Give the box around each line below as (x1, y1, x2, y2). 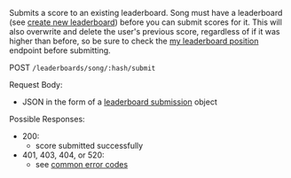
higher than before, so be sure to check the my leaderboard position (9, 35, 259, 46)
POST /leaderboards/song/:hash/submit (9, 62, 156, 73)
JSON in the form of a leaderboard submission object (21, 97, 217, 107)
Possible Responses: (9, 114, 86, 124)
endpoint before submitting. (9, 45, 111, 56)
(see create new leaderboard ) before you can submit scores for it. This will (9, 17, 282, 27)
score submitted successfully (35, 141, 144, 151)
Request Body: (9, 80, 63, 89)
